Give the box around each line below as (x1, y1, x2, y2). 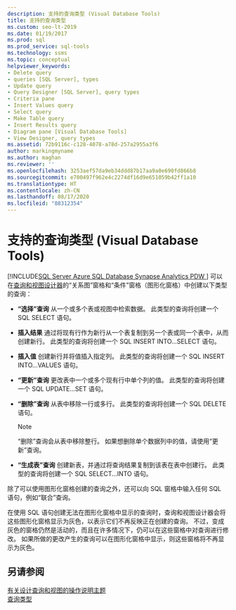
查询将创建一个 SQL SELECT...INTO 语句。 (29, 469, 152, 478)
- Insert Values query (7, 102, 74, 109)
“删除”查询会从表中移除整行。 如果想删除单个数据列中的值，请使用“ (17, 437, 213, 445)
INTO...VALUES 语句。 (17, 360, 82, 369)
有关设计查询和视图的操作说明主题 (7, 585, 106, 595)
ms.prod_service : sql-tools (7, 43, 90, 50)
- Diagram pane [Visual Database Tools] (7, 128, 128, 135)
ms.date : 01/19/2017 (7, 30, 68, 37)
